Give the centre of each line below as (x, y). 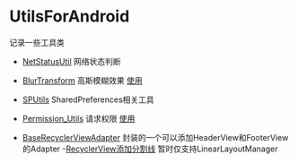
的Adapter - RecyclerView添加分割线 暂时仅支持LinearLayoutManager (150, 149)
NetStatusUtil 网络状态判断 (71, 61)
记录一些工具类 (37, 42)
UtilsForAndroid (70, 17)
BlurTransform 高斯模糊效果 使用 (82, 80)
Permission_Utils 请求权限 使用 (79, 118)
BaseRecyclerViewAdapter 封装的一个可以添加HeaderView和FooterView (155, 137)
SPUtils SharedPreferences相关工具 (88, 99)
